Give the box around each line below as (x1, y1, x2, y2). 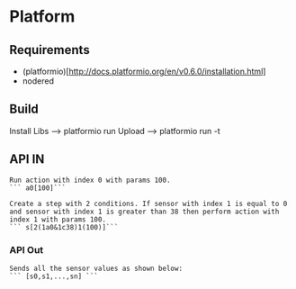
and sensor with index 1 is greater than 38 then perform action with (9, 207, 280, 216)
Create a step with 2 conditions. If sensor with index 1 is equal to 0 (9, 199, 288, 208)
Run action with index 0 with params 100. (9, 176, 171, 185)
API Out (9, 243, 44, 256)
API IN (9, 151, 45, 167)
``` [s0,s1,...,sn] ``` (9, 272, 99, 281)
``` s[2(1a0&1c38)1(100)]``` (9, 222, 119, 231)
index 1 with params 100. (9, 214, 106, 224)
